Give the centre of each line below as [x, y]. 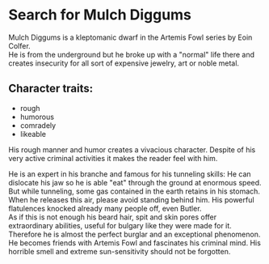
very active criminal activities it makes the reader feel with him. [113, 158]
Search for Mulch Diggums [100, 15]
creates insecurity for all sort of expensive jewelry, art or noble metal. [124, 63]
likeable [33, 134]
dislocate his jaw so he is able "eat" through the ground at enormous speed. [135, 182]
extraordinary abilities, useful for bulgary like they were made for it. [120, 225]
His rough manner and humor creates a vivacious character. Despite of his [132, 149]
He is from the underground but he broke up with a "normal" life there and [132, 54]
